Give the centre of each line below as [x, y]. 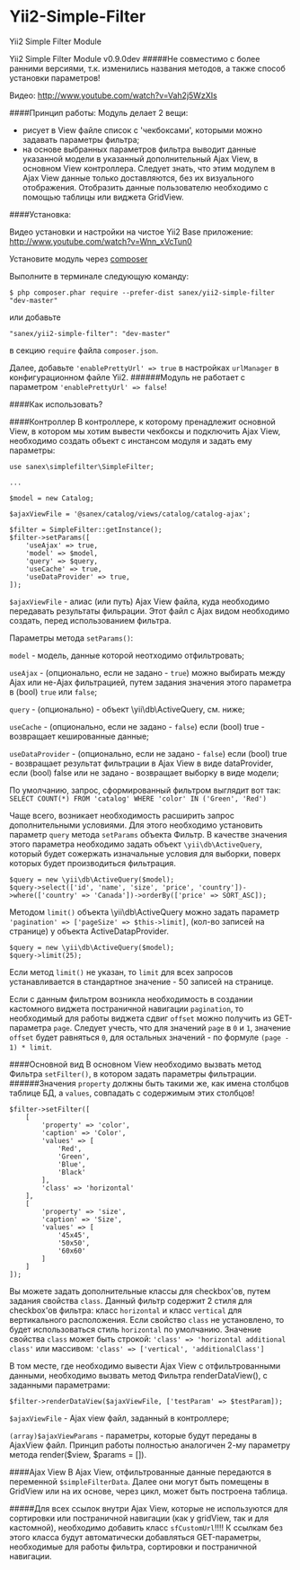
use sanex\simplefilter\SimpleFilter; [82, 466]
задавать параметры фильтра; [81, 139]
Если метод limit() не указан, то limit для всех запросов [121, 971]
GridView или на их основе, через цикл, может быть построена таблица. [149, 1491]
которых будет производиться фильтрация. [93, 863]
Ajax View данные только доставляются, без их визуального [138, 178]
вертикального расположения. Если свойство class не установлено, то [147, 1319]
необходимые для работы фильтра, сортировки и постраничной [133, 1547]
